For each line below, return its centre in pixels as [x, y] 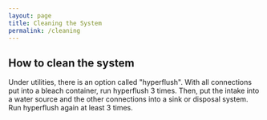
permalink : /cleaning [44, 30]
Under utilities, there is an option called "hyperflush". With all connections [130, 82]
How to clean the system [71, 63]
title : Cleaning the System [55, 23]
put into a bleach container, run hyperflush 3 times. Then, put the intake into [134, 91]
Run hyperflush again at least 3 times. [71, 108]
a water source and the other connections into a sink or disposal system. [128, 99]
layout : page [30, 16]
